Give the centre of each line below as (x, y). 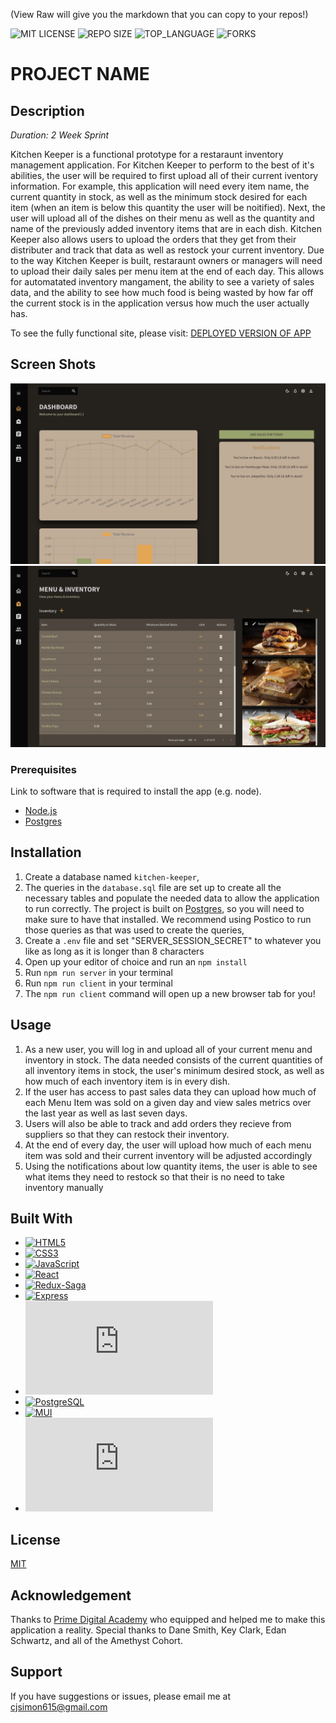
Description (47, 110)
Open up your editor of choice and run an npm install (136, 961)
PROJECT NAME (80, 74)
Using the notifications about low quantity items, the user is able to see (171, 1166)
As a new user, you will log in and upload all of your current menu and (168, 1049)
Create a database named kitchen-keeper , (112, 876)
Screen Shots (53, 364)
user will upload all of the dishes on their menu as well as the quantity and (162, 218)
